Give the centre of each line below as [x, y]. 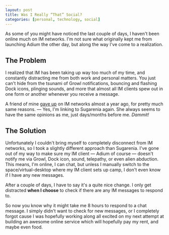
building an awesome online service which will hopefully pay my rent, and [82, 222]
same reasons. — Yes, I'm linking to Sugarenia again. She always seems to [83, 109]
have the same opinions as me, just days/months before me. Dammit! [77, 115]
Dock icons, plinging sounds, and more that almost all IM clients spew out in [84, 89]
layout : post [19, 10]
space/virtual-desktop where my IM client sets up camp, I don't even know [83, 170]
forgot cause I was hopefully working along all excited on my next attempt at [84, 216]
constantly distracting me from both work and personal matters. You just [80, 78]
